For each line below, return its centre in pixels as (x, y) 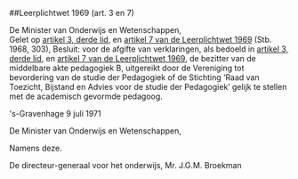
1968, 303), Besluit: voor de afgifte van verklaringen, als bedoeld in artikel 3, (149, 49)
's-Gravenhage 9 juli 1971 (55, 114)
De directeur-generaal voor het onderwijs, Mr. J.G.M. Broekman (125, 165)
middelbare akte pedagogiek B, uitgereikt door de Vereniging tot (127, 68)
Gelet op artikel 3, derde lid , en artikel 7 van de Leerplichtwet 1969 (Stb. (141, 40)
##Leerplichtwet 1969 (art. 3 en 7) (72, 13)
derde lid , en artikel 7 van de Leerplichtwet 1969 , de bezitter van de (133, 58)
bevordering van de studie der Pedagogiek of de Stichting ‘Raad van (134, 77)
